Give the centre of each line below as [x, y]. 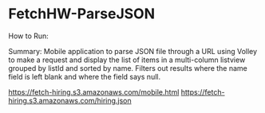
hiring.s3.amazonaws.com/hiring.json [70, 100]
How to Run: [29, 36]
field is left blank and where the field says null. [85, 76]
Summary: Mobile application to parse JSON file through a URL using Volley [133, 51]
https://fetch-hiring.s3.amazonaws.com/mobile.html [94, 92]
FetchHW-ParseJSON [82, 14]
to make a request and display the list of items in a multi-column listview [127, 60]
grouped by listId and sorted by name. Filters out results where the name [128, 68]
